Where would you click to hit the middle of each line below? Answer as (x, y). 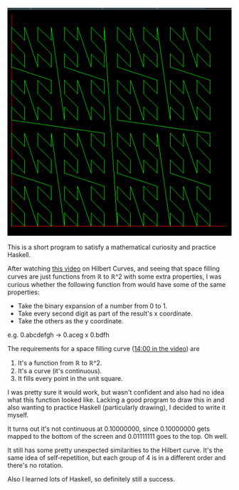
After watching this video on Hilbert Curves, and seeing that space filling (114, 269)
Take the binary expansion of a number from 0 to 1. (92, 306)
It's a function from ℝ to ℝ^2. (60, 363)
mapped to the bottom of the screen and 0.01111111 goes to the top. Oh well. (118, 436)
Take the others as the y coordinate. (70, 320)
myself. (18, 415)
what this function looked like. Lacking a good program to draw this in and (116, 400)
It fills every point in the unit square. (70, 378)
